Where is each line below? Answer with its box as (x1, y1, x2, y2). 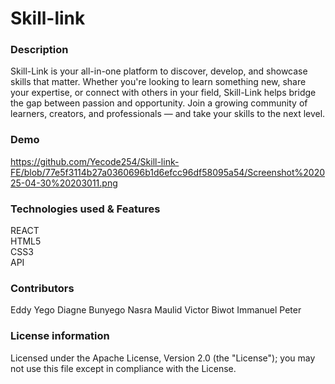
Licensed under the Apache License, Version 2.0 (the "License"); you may (10, 352, 316, 364)
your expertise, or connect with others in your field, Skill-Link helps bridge (10, 87, 317, 99)
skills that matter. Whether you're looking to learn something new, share (10, 76, 307, 88)
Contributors (10, 282, 75, 295)
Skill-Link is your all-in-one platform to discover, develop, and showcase (10, 65, 308, 77)
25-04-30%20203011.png (10, 177, 118, 189)
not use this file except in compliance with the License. (10, 362, 237, 374)
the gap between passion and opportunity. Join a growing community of (10, 97, 308, 109)
